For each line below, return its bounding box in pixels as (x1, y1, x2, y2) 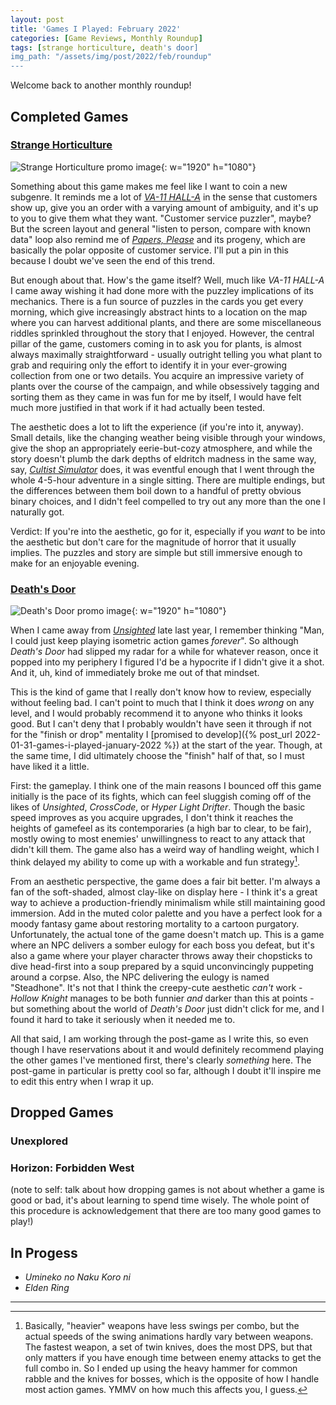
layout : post (10, 14, 65, 25)
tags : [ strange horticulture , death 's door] (10, 42, 199, 53)
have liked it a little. (10, 761, 90, 773)
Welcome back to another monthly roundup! (10, 79, 192, 91)
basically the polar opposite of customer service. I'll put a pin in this (10, 244, 289, 256)
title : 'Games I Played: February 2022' (10, 24, 182, 34)
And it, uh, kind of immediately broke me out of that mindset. (10, 667, 260, 679)
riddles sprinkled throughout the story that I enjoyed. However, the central (10, 327, 315, 339)
